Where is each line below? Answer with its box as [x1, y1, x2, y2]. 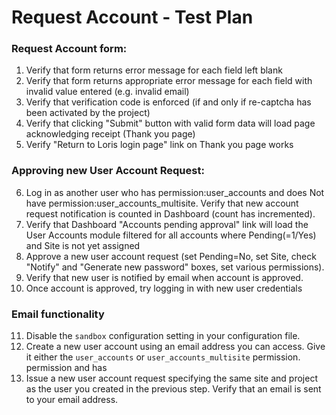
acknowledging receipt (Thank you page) [25, 128, 196, 140]
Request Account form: [11, 42, 128, 56]
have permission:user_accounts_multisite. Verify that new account [25, 197, 299, 209]
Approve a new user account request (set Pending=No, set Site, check [25, 250, 317, 262]
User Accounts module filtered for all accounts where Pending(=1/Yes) [25, 229, 317, 241]
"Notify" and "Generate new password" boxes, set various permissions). [25, 261, 325, 273]
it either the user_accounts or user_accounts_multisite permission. [25, 351, 301, 363]
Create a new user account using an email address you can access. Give [25, 341, 326, 353]
